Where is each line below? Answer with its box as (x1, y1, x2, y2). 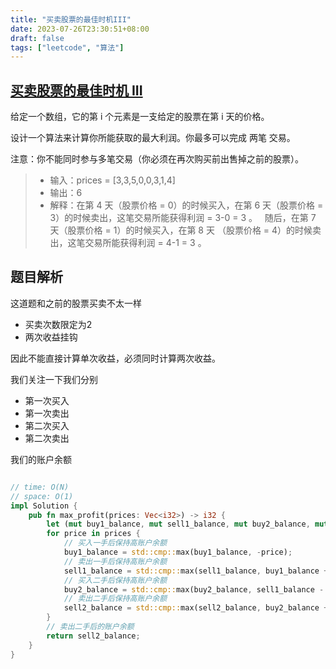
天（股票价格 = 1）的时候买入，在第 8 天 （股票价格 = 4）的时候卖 (49, 224, 322, 236)
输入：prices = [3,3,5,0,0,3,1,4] (49, 174, 176, 186)
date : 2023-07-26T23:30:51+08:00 (10, 24, 150, 34)
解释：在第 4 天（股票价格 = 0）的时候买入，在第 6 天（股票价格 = (49, 199, 324, 211)
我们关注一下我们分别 (10, 373, 98, 385)
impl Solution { (10, 501, 78, 511)
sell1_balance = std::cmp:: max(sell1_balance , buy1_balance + (63, 566, 329, 576)
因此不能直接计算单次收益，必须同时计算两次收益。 (10, 352, 221, 364)
